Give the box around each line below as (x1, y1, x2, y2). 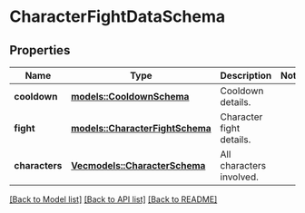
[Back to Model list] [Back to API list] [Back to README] (9, 194, 218, 205)
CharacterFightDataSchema (9, 6, 225, 27)
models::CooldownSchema (71, 91, 190, 102)
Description (220, 70, 272, 82)
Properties (9, 43, 71, 58)
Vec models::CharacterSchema (71, 160, 206, 171)
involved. (220, 170, 259, 183)
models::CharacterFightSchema (71, 122, 212, 134)
